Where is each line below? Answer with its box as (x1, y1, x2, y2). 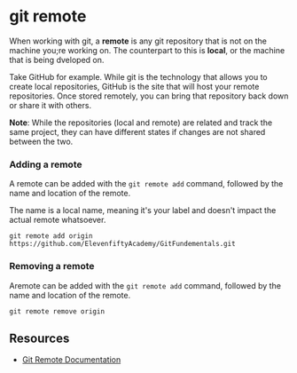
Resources (9, 330, 70, 345)
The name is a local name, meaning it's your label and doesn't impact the (9, 205, 277, 216)
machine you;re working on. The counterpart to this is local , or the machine (9, 44, 285, 55)
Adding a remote (9, 158, 82, 171)
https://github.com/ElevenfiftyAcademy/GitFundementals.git (9, 240, 237, 249)
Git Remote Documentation (21, 354, 121, 365)
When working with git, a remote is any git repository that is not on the (9, 36, 268, 46)
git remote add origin (9, 232, 93, 241)
